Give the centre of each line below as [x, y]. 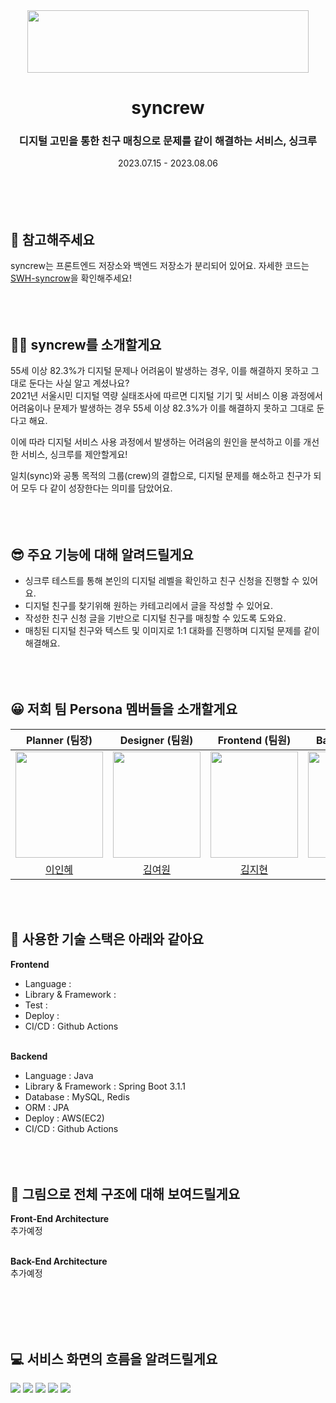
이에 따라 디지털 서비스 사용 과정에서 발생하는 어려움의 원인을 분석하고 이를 [156, 442]
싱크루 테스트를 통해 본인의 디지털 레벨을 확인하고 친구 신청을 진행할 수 [162, 580]
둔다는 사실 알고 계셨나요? [79, 383]
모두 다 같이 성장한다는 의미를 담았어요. [96, 488]
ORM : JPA [47, 1107]
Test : [36, 1005]
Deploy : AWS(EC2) [64, 1118]
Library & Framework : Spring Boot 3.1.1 [105, 1086]
